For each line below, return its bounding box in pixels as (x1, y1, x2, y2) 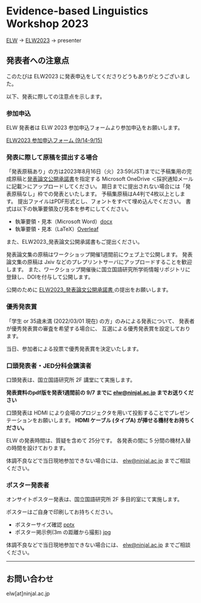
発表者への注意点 (6, 56, 69, 66)
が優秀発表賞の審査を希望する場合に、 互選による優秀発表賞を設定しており (6, 325, 191, 332)
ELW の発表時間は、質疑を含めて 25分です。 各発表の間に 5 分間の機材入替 (6, 437, 191, 444)
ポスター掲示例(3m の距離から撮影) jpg (14, 529, 111, 536)
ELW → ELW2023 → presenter (6, 37, 82, 44)
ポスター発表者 (6, 481, 50, 489)
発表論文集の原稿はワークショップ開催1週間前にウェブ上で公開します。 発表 (6, 251, 193, 258)
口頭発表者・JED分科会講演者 (6, 361, 92, 369)
